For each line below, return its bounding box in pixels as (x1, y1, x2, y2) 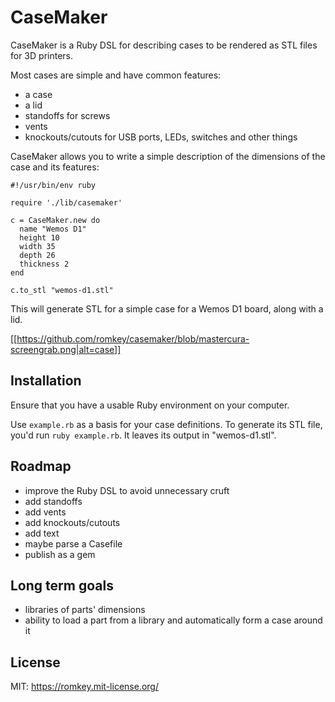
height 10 (19, 232, 60, 243)
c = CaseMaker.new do (10, 215, 101, 225)
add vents (24, 506, 67, 518)
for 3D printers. (10, 49, 74, 61)
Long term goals (10, 577, 114, 594)
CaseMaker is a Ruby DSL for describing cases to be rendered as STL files (10, 39, 318, 51)
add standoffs (24, 495, 83, 507)
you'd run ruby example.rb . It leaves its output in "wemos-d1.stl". (10, 429, 277, 441)
